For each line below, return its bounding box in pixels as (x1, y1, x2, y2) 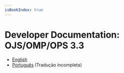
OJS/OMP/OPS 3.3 (5, 40, 84, 51)
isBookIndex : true (5, 7, 43, 13)
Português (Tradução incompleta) (12, 61, 82, 68)
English (12, 56, 28, 62)
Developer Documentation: (5, 29, 120, 40)
